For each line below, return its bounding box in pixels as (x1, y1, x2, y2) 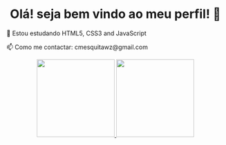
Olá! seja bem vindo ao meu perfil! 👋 (10, 6, 221, 22)
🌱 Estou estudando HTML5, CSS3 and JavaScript (6, 29, 147, 37)
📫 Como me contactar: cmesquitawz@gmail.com (6, 43, 148, 51)
